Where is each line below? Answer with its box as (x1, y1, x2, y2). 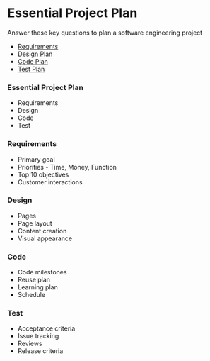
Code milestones (17, 268, 67, 277)
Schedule (17, 291, 46, 299)
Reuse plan (17, 275, 51, 284)
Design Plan (17, 50, 53, 58)
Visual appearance (17, 234, 73, 243)
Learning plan (17, 283, 58, 291)
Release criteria (17, 347, 64, 355)
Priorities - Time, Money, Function (17, 162, 117, 171)
